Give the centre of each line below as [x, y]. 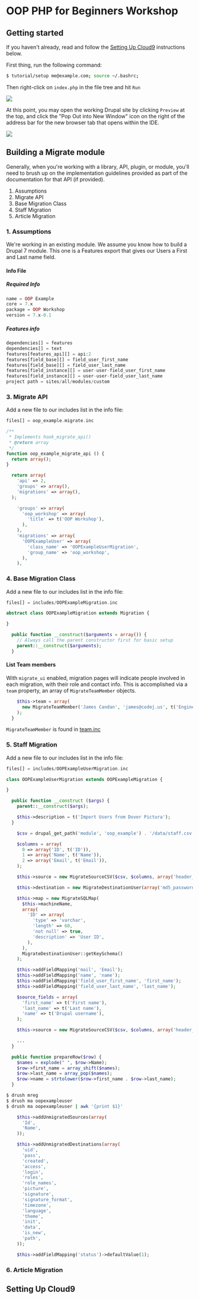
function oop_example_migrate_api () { [55, 454]
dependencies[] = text [34, 348]
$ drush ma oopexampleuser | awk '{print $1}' [65, 1106]
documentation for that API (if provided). [55, 179]
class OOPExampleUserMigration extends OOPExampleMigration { [84, 779]
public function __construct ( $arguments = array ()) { [79, 635]
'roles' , [33, 1178]
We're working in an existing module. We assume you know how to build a [97, 244]
